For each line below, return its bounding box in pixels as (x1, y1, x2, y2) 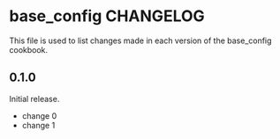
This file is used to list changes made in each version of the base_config (9, 35, 272, 46)
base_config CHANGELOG (9, 6, 205, 26)
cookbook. (9, 44, 49, 55)
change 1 (21, 120, 56, 130)
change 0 (21, 110, 57, 121)
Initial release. (9, 93, 60, 104)
